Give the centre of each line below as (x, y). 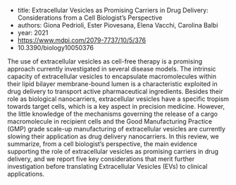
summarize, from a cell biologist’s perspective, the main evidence (102, 144)
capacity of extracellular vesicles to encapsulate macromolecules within (112, 76)
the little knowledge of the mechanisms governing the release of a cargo (113, 114)
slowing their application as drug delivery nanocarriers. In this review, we (113, 136)
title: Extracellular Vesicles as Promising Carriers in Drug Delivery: (113, 10)
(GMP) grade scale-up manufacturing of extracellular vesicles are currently (116, 129)
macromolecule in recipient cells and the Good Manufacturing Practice (110, 121)
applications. (26, 174)
